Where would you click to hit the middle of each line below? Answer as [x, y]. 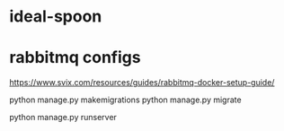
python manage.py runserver [63, 118]
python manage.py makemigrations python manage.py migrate [125, 100]
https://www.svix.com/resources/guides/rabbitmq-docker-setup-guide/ [142, 83]
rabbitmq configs [75, 58]
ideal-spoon [56, 17]
